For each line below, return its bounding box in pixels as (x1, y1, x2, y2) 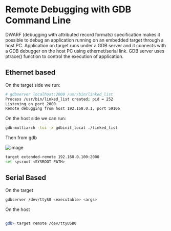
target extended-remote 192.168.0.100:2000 (5, 155, 100, 160)
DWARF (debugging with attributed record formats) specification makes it (5, 31, 160, 37)
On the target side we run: (5, 82, 60, 88)
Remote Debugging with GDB (5, 4, 132, 15)
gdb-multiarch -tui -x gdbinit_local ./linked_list (5, 125, 118, 130)
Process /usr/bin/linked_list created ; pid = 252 (5, 97, 114, 102)
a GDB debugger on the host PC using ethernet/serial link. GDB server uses (5, 48, 165, 54)
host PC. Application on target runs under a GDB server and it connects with (5, 42, 166, 48)
